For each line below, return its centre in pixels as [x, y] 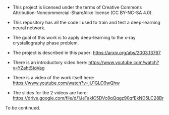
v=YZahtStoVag [29, 68]
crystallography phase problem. [46, 43]
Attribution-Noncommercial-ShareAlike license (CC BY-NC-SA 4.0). [82, 13]
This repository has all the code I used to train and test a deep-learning [86, 22]
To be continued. [23, 108]
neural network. [29, 28]
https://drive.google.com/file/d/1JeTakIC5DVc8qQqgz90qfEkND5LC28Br [88, 98]
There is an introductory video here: [50, 62]
